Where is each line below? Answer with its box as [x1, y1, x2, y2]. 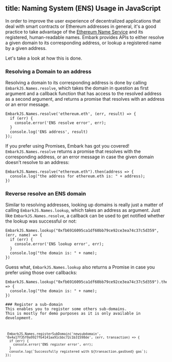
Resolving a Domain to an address [5, 68, 92, 75]
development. [5, 316, 33, 321]
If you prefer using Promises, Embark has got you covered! [5, 143, 130, 149]
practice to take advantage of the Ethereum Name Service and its [5, 28, 143, 35]
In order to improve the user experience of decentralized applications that [5, 17, 161, 24]
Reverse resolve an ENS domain [5, 190, 86, 197]
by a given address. [5, 45, 47, 51]
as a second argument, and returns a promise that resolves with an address [5, 96, 165, 102]
